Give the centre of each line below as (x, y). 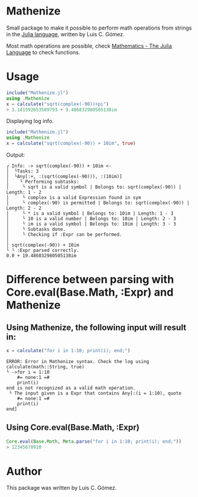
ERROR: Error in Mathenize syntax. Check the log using (78, 361)
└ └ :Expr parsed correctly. (43, 250)
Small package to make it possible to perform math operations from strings (99, 28)
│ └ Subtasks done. (36, 229)
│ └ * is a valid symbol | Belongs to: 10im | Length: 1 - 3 (90, 214)
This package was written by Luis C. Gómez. (62, 488)
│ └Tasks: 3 (23, 171)
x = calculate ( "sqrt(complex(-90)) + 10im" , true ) (71, 144)
